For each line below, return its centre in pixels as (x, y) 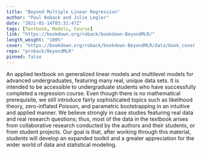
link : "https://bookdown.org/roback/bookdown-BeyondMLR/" (80, 34)
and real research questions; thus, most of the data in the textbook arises (97, 119)
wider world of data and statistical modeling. (62, 144)
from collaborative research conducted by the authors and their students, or (101, 125)
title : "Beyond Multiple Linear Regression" (63, 12)
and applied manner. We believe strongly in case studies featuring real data (100, 112)
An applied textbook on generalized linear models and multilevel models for (100, 74)
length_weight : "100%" (35, 40)
